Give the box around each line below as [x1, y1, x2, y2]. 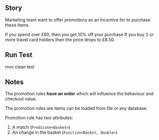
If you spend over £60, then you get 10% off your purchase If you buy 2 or [5, 31, 154, 37]
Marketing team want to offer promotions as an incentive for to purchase [5, 17, 151, 22]
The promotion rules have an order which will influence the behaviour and [5, 91, 154, 97]
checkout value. [5, 96, 37, 102]
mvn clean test [5, 63, 35, 70]
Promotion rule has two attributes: [5, 115, 73, 121]
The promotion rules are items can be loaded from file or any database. [5, 105, 148, 111]
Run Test [5, 51, 33, 59]
